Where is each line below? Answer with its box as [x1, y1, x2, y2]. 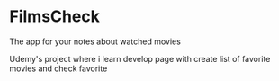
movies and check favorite [9, 63, 108, 74]
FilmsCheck [9, 6, 101, 27]
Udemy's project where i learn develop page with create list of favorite [9, 53, 271, 64]
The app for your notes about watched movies [9, 36, 182, 47]
